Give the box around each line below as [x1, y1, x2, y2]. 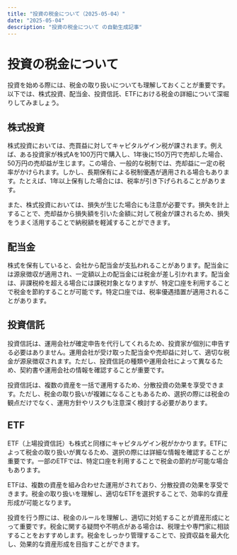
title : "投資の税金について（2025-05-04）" [7, 10, 126, 18]
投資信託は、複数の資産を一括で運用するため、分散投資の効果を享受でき [7, 380, 218, 389]
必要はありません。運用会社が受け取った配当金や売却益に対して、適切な [13, 348, 224, 356]
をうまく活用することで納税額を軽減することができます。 [7, 218, 175, 227]
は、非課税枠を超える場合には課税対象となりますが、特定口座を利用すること [7, 279, 230, 287]
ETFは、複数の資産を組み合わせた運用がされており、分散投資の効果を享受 [7, 480, 223, 489]
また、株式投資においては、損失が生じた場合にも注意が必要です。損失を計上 [7, 201, 230, 209]
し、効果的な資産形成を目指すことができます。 [7, 539, 144, 548]
